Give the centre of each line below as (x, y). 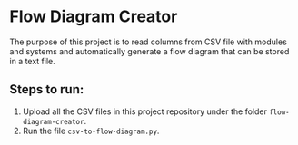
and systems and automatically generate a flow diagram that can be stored (149, 51)
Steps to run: (47, 89)
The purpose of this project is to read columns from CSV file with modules (149, 42)
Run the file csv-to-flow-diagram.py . (91, 130)
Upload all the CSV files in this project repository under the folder (145, 111)
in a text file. (33, 61)
